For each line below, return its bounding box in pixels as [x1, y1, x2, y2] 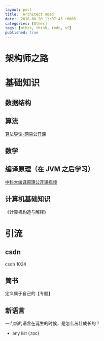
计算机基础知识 [5, 195, 51, 203]
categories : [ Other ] [5, 21, 48, 26]
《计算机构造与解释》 [5, 209, 48, 215]
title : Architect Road [5, 12, 54, 17]
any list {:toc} [12, 330, 39, 336]
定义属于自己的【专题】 [5, 291, 53, 297]
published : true [5, 30, 38, 35]
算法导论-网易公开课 [5, 131, 46, 137]
